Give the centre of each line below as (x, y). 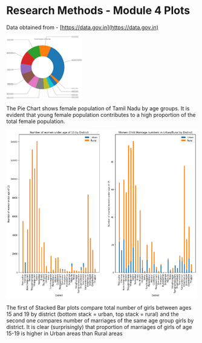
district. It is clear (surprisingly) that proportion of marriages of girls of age (99, 327)
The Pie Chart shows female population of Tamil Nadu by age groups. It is (98, 108)
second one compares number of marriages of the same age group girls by (100, 321)
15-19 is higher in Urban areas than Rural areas (64, 333)
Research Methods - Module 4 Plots (98, 11)
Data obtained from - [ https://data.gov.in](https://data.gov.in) (83, 27)
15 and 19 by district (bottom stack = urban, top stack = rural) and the (93, 314)
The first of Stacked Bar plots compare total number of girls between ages (99, 308)
